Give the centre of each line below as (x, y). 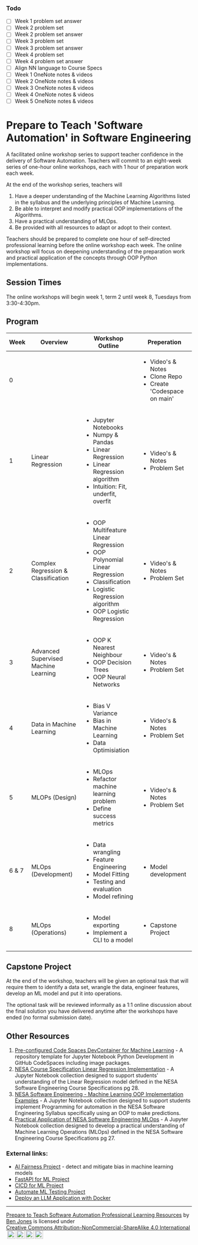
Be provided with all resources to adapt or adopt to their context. (93, 227)
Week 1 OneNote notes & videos (54, 74)
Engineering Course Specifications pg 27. (65, 1138)
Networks (106, 684)
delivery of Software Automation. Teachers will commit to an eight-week (94, 161)
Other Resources (38, 1036)
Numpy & (106, 434)
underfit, (105, 493)
